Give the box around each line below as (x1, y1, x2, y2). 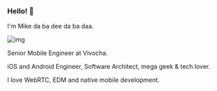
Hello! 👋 (7, 6, 35, 16)
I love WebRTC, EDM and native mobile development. (7, 76, 160, 84)
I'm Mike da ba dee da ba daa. (7, 22, 94, 31)
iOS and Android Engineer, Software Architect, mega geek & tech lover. (7, 63, 211, 71)
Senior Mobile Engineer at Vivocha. (7, 49, 108, 58)
